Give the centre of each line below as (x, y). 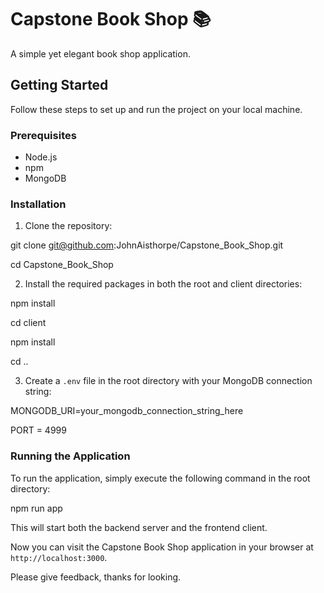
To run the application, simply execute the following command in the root (160, 478)
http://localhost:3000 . (59, 557)
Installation (38, 204)
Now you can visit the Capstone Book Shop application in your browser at (162, 547)
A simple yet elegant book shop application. (100, 53)
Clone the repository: (68, 226)
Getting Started (59, 85)
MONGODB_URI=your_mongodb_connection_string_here (127, 411)
